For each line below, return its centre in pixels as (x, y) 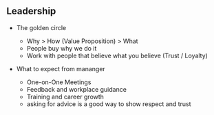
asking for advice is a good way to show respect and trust (109, 104)
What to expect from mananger (61, 68)
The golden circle (41, 27)
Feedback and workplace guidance (76, 89)
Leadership (31, 11)
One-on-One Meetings (59, 82)
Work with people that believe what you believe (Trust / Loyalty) (117, 55)
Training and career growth (65, 97)
